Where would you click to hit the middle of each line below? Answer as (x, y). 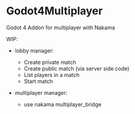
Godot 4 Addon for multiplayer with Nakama (61, 27)
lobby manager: (34, 50)
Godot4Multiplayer (55, 11)
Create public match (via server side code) (77, 68)
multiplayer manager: (41, 93)
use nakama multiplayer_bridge (63, 104)
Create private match (50, 62)
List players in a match (52, 75)
